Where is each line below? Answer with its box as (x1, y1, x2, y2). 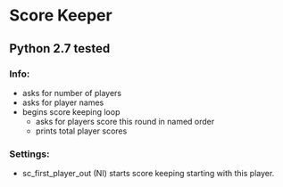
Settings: (9, 148, 50, 160)
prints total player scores (35, 126, 128, 136)
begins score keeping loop (21, 106, 121, 117)
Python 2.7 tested (9, 41, 111, 56)
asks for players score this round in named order (35, 116, 215, 126)
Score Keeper (9, 5, 113, 26)
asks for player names (21, 97, 104, 108)
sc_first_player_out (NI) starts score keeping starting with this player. (21, 168, 275, 179)
